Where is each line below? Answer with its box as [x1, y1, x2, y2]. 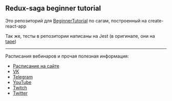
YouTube [12, 79, 32, 85]
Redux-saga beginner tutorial [5, 4, 101, 13]
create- [147, 17, 164, 23]
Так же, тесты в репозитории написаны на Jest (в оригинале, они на [5, 33, 155, 39]
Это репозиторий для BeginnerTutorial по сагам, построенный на [5, 17, 147, 23]
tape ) [5, 38, 17, 44]
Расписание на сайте [12, 63, 60, 69]
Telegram [12, 73, 33, 80]
